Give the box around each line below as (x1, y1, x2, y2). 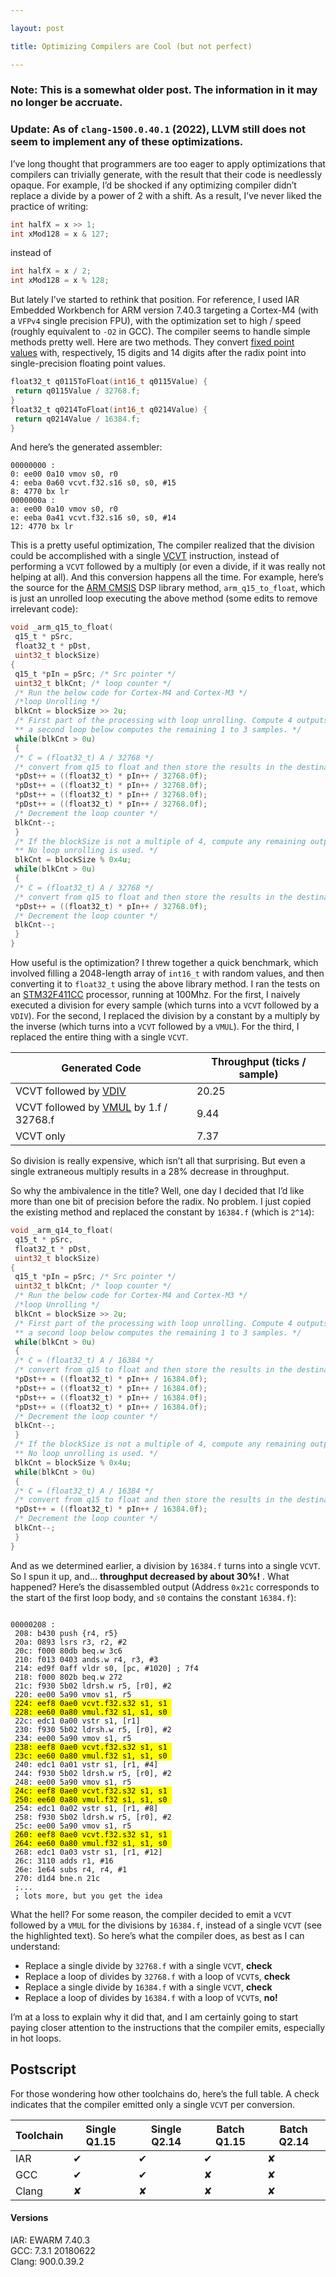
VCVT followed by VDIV (15, 1084, 127, 1098)
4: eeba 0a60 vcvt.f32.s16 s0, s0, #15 (10, 478, 177, 488)
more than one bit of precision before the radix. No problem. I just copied (10, 1196, 312, 1208)
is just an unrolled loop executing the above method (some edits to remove (10, 592, 318, 605)
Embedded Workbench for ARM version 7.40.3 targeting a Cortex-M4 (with (10, 304, 319, 316)
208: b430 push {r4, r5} (14, 1628, 118, 1638)
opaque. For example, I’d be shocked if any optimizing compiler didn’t (10, 179, 297, 191)
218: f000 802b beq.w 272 (14, 1672, 123, 1682)
